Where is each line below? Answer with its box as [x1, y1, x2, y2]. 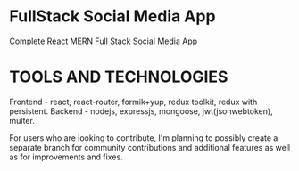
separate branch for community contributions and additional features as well [9, 142, 291, 152]
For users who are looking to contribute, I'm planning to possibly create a [9, 132, 278, 143]
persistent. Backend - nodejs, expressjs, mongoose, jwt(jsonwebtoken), [9, 105, 274, 117]
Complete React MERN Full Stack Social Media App [9, 36, 198, 46]
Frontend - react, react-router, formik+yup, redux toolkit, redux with [9, 96, 258, 107]
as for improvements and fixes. [9, 151, 123, 162]
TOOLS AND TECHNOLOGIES [9, 67, 228, 87]
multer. [9, 115, 36, 126]
